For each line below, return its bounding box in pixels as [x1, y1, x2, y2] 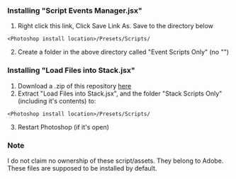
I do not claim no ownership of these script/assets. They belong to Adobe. [7, 156, 224, 165]
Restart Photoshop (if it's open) [17, 122, 110, 131]
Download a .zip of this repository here [17, 81, 132, 90]
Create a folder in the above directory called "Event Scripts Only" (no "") [17, 48, 229, 57]
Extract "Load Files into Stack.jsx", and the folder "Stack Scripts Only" [17, 89, 223, 98]
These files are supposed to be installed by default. [7, 163, 157, 172]
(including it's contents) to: [17, 96, 96, 105]
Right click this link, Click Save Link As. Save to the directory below [17, 22, 214, 30]
